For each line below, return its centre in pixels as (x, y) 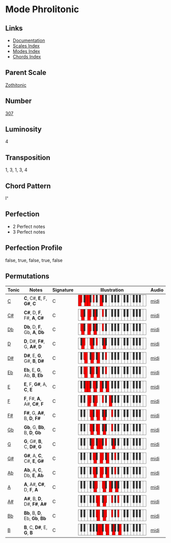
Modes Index (26, 51)
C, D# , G (33, 447)
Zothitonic (16, 85)
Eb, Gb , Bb (35, 519)
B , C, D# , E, (36, 527)
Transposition (28, 157)
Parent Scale (26, 73)
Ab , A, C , (33, 470)
